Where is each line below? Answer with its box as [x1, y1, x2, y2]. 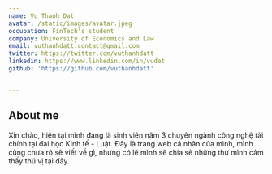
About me [8, 108, 59, 122]
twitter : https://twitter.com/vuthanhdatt [8, 49, 154, 57]
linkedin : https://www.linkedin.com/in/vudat [8, 57, 165, 66]
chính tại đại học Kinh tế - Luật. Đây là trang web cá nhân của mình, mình [8, 138, 253, 148]
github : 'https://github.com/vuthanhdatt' [8, 65, 154, 73]
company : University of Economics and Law [8, 34, 154, 43]
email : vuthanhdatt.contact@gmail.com [8, 42, 140, 50]
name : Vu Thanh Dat [8, 11, 75, 20]
